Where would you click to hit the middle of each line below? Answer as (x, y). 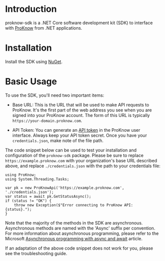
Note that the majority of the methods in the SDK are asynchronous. (74, 223)
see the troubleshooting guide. (36, 253)
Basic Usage (31, 82)
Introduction (31, 9)
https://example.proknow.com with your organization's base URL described (81, 160)
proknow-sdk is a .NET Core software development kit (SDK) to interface (79, 23)
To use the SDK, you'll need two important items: (55, 95)
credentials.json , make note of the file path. (58, 140)
